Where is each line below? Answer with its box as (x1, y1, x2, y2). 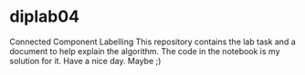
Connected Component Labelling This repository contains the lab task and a (9, 36, 297, 47)
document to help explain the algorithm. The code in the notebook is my (9, 45, 280, 56)
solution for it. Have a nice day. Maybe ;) (9, 55, 162, 66)
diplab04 (9, 6, 80, 27)
